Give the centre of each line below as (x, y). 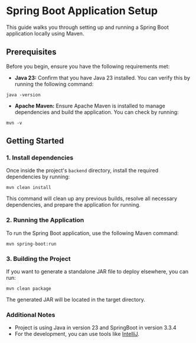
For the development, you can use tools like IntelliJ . (77, 334)
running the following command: (54, 84)
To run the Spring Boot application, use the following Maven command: (92, 233)
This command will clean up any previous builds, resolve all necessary (92, 198)
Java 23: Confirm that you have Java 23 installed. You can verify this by (102, 77)
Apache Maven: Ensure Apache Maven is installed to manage (90, 106)
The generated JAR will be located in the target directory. (76, 300)
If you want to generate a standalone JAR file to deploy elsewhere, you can (97, 272)
